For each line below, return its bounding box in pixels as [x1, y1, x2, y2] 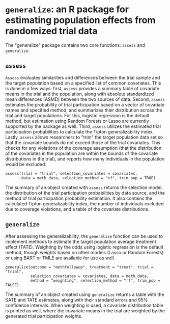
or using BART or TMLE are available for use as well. [5, 255, 116, 261]
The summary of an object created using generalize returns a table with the [5, 291, 164, 298]
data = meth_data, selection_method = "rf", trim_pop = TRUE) [21, 175, 156, 180]
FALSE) [5, 282, 19, 287]
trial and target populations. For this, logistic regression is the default [5, 112, 150, 118]
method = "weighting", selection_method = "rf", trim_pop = [30, 278, 160, 283]
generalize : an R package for [5, 4, 129, 15]
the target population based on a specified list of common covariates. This [5, 80, 161, 86]
